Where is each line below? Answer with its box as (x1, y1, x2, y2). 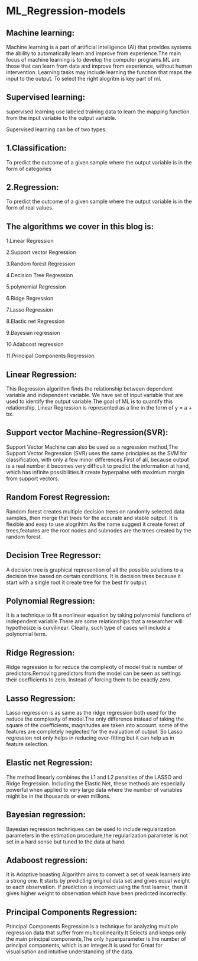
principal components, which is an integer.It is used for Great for (6, 942, 163, 949)
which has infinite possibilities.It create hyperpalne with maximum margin (6, 468, 185, 475)
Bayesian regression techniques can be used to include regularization (6, 825, 176, 832)
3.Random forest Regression (6, 260, 76, 268)
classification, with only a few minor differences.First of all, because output (6, 456, 189, 463)
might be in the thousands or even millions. (6, 792, 111, 800)
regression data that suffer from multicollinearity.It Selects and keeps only (6, 929, 186, 936)
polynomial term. (6, 630, 47, 638)
